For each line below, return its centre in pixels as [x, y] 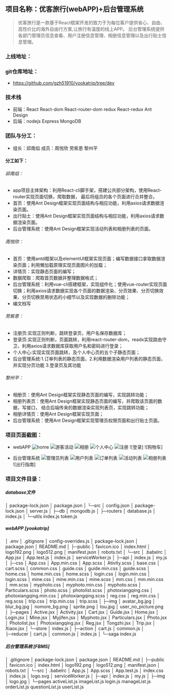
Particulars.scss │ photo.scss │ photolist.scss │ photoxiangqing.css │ [79, 590]
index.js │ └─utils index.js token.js [41, 516]
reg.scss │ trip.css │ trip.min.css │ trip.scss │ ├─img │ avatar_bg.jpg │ [80, 601]
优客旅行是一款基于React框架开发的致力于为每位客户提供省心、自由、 [91, 23]
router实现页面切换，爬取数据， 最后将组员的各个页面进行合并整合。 [85, 197]
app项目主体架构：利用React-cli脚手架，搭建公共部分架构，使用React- [87, 190]
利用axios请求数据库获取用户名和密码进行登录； [72, 346]
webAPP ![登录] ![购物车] [88, 447]
